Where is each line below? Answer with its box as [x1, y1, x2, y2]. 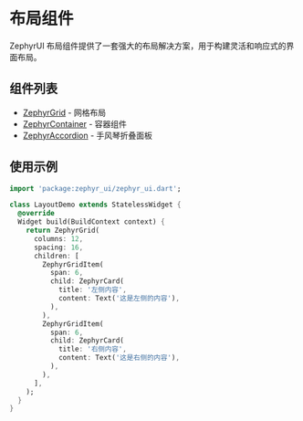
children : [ [33, 251, 79, 260]
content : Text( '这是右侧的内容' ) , [57, 353, 181, 363]
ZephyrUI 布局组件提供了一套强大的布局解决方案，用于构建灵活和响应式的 [9, 40, 287, 51]
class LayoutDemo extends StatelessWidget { [9, 200, 182, 210]
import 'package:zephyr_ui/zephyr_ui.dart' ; [9, 184, 182, 193]
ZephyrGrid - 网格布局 [22, 107, 107, 118]
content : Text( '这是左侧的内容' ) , [57, 294, 181, 303]
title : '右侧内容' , [57, 344, 128, 354]
